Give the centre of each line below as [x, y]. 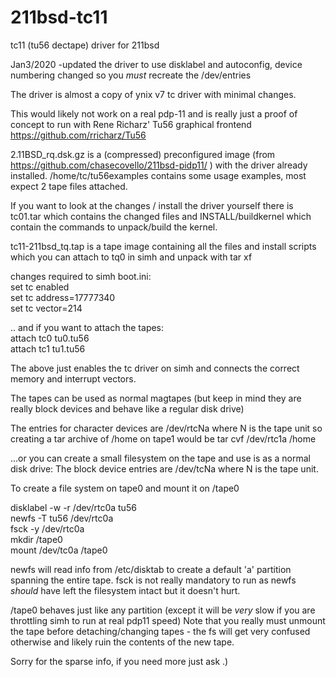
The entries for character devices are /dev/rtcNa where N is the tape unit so [166, 428]
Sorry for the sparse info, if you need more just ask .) [119, 661]
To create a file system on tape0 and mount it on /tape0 [125, 488]
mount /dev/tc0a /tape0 [59, 550]
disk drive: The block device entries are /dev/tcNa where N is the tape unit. [164, 468]
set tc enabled [40, 287]
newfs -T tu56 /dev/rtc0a [62, 518]
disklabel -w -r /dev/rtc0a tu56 [73, 507]
